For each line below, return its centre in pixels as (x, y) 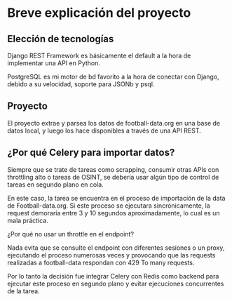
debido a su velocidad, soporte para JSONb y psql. (81, 84)
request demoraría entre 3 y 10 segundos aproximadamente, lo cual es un (114, 213)
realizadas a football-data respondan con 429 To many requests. (101, 262)
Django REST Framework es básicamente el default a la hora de (99, 55)
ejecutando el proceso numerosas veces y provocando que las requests (111, 255)
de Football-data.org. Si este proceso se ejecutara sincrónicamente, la (109, 206)
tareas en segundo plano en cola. (55, 185)
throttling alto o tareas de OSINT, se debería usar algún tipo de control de (113, 177)
